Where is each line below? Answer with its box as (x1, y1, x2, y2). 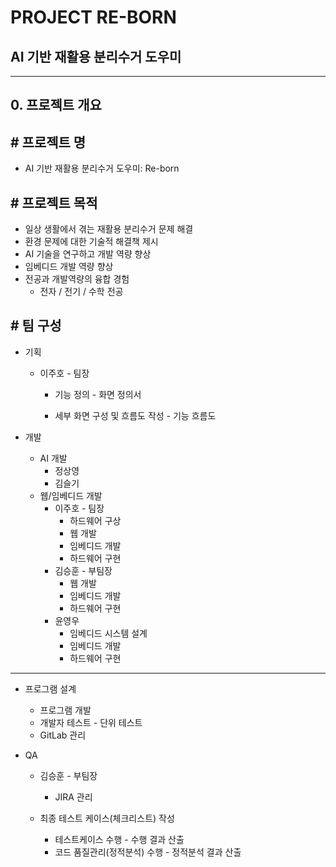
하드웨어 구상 (69, 514, 122, 526)
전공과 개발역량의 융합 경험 (24, 273, 130, 285)
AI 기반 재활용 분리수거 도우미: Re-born (24, 162, 180, 175)
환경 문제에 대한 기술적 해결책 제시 (24, 236, 159, 248)
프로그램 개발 (39, 704, 92, 716)
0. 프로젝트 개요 (10, 97, 102, 114)
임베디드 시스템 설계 (69, 627, 148, 639)
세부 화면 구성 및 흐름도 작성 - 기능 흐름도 (54, 409, 217, 421)
